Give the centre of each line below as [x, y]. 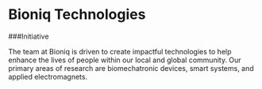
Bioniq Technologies [77, 15]
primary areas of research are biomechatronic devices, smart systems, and [131, 68]
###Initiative [29, 36]
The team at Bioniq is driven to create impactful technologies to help [120, 51]
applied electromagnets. [48, 76]
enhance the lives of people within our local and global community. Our [125, 60]
